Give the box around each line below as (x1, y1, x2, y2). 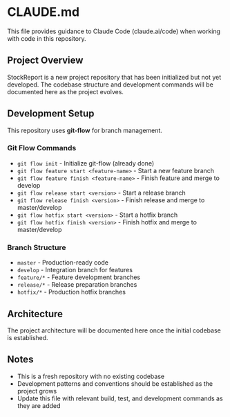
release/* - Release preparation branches (17, 281, 137, 289)
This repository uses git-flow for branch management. (7, 126, 162, 134)
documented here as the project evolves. (7, 87, 124, 96)
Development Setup (7, 108, 95, 120)
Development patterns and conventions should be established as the (17, 379, 213, 388)
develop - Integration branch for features (17, 266, 133, 274)
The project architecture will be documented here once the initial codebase (7, 326, 221, 335)
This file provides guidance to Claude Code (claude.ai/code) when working (7, 27, 221, 35)
